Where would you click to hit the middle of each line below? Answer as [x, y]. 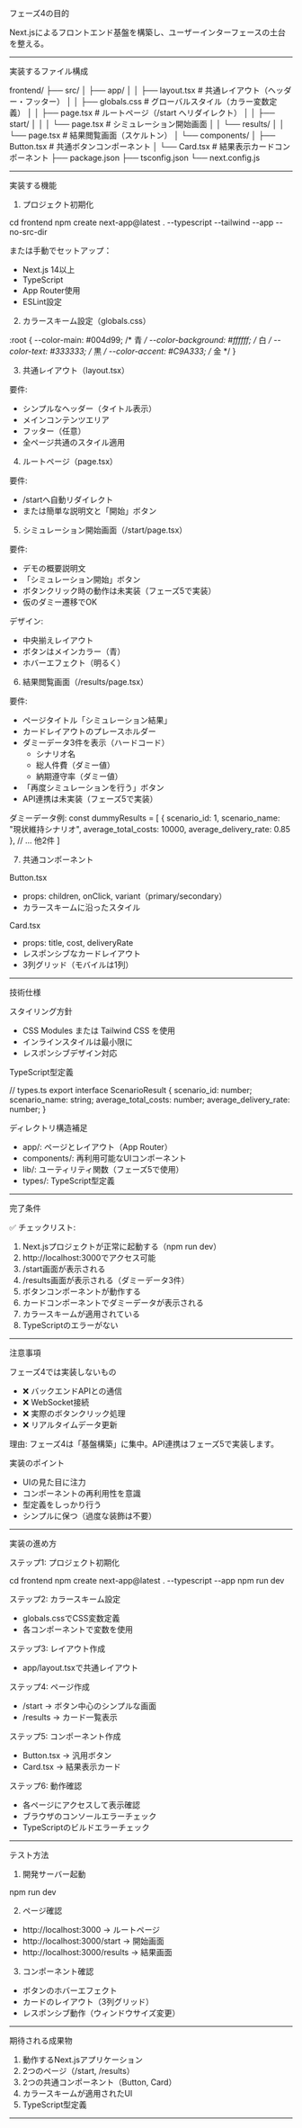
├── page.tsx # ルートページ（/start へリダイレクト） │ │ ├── [159, 112]
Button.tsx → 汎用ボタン [67, 1755]
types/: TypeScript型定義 [68, 1181]
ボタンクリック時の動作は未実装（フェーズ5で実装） [119, 591]
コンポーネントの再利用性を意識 [81, 1493]
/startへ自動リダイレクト [68, 499]
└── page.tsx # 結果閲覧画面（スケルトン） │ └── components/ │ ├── [142, 135]
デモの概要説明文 [54, 568]
